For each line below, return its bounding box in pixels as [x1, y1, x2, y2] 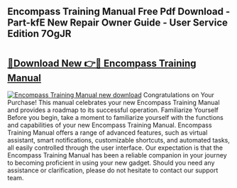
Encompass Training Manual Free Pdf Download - [7, 6, 231, 18]
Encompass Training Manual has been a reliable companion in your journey [7, 151, 227, 159]
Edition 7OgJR [7, 28, 72, 40]
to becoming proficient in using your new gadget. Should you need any [7, 159, 215, 167]
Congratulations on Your [143, 91, 215, 99]
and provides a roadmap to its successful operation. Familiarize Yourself [7, 106, 219, 114]
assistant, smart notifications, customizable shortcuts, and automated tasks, [7, 136, 231, 144]
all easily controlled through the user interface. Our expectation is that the [7, 143, 224, 152]
